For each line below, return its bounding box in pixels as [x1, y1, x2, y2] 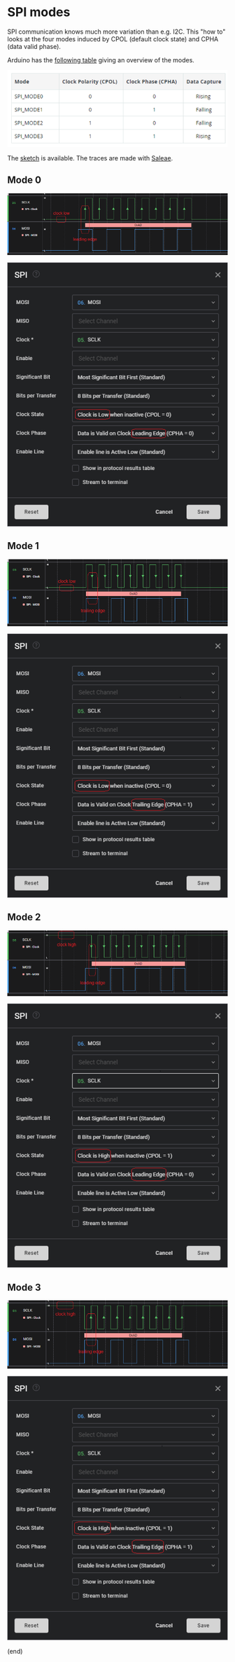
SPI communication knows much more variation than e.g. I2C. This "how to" [7, 27, 226, 36]
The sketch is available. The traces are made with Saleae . [7, 154, 173, 162]
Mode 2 [7, 911, 41, 923]
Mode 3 [7, 1281, 41, 1293]
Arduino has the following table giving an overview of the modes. [7, 55, 194, 64]
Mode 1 [7, 540, 40, 552]
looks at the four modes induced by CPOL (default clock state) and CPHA [7, 34, 219, 43]
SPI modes [7, 4, 71, 20]
